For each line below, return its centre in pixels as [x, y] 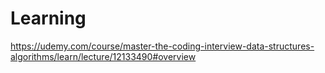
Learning [48, 18]
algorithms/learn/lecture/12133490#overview [103, 56]
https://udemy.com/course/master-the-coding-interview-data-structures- [162, 46]
